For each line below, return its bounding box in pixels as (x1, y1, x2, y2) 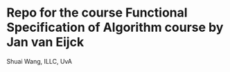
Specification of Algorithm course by (6, 19, 224, 35)
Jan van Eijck (6, 35, 85, 50)
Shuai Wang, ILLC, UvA (6, 57, 72, 65)
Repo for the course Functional (6, 5, 188, 21)
